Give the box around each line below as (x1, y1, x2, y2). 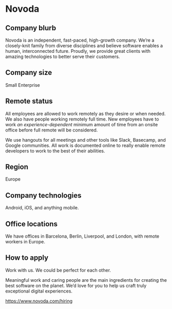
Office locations (5, 219, 58, 228)
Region (5, 163, 28, 171)
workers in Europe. (5, 239, 45, 245)
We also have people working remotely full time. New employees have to (5, 116, 159, 122)
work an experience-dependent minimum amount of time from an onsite (5, 121, 158, 127)
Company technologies (5, 191, 82, 200)
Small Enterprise (5, 82, 40, 88)
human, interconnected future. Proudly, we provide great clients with (5, 48, 150, 54)
